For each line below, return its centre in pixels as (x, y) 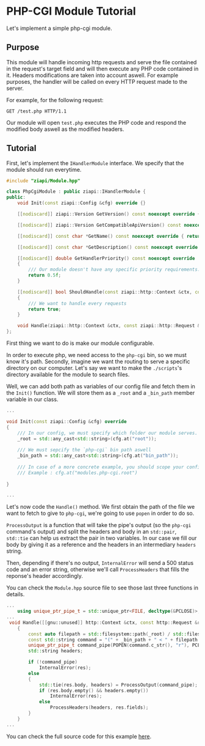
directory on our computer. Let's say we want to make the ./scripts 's (94, 368)
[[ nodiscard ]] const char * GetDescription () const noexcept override (108, 247)
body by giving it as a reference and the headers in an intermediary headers (101, 545)
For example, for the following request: (55, 100)
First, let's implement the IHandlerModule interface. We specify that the (95, 163)
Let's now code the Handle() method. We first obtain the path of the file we (101, 507)
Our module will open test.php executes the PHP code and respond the (96, 122)
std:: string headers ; (56, 651)
